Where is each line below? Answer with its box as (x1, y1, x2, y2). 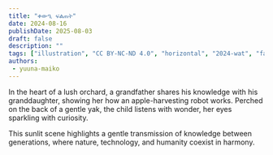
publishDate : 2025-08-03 (8, 27, 93, 35)
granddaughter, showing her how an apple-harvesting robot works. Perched (8, 95, 263, 105)
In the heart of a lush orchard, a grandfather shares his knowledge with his (8, 87, 258, 97)
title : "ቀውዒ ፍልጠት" (8, 11, 77, 20)
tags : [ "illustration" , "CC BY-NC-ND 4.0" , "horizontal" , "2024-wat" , (8, 50, 253, 58)
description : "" (8, 42, 63, 50)
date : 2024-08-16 (8, 19, 67, 28)
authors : (8, 58, 38, 66)
